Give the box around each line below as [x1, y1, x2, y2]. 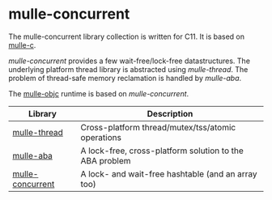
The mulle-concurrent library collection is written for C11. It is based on [8, 32, 245, 41]
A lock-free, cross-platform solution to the [80, 145, 244, 156]
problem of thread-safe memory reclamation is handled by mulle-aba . [8, 73, 242, 83]
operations [80, 131, 121, 143]
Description [147, 108, 193, 119]
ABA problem [80, 155, 131, 166]
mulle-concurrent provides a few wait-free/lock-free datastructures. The [8, 56, 251, 66]
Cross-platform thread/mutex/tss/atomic [80, 121, 236, 133]
